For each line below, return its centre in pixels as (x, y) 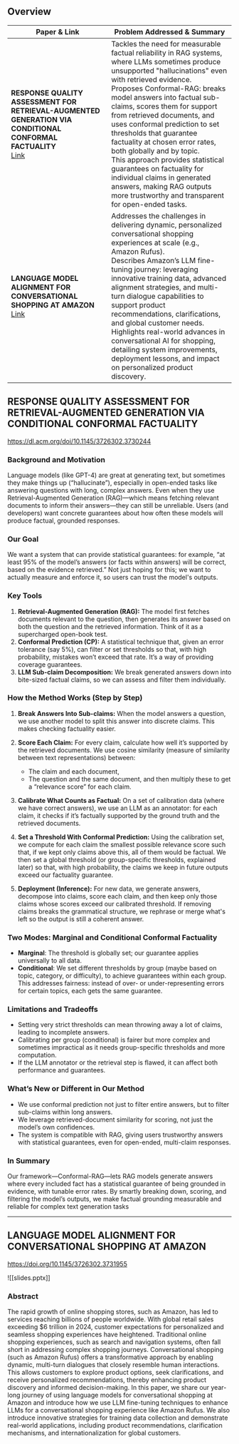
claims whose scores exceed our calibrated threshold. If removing (115, 903)
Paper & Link (57, 31)
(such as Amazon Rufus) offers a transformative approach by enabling (110, 1357)
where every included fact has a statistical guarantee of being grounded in (117, 1184)
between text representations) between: (76, 757)
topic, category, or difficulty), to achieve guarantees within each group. (122, 976)
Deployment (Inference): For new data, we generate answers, (109, 889)
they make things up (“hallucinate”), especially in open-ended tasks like (112, 482)
